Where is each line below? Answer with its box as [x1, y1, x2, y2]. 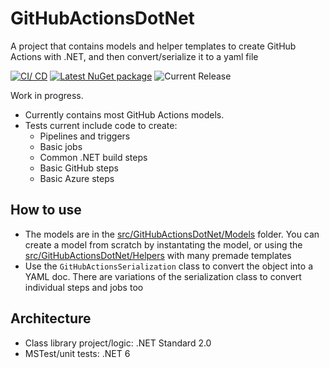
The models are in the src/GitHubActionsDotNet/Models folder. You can [24, 228, 320, 240]
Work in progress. [10, 89, 84, 101]
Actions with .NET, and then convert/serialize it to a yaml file [10, 50, 259, 62]
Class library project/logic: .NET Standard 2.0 [24, 337, 212, 349]
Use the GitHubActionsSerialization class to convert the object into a [24, 260, 314, 272]
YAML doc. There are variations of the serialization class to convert [24, 270, 302, 282]
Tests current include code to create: [24, 119, 178, 131]
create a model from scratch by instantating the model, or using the [24, 238, 303, 251]
